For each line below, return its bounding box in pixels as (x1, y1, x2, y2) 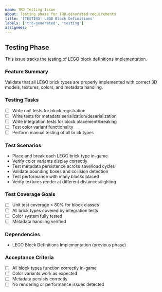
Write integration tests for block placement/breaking (12, 119, 117, 124)
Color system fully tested (12, 213, 63, 219)
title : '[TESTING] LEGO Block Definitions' (5, 16, 95, 21)
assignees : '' (5, 25, 34, 30)
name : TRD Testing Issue (5, 7, 55, 12)
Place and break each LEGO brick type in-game (12, 153, 108, 159)
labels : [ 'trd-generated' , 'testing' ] (5, 20, 84, 26)
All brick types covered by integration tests (12, 207, 99, 213)
